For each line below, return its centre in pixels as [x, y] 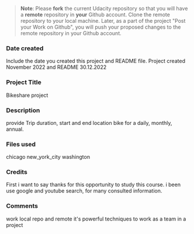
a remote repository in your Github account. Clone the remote [95, 15]
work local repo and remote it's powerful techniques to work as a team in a [96, 219]
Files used [21, 144]
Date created [25, 48]
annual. [15, 129]
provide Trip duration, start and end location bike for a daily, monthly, [89, 123]
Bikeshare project [27, 95]
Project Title [24, 82]
